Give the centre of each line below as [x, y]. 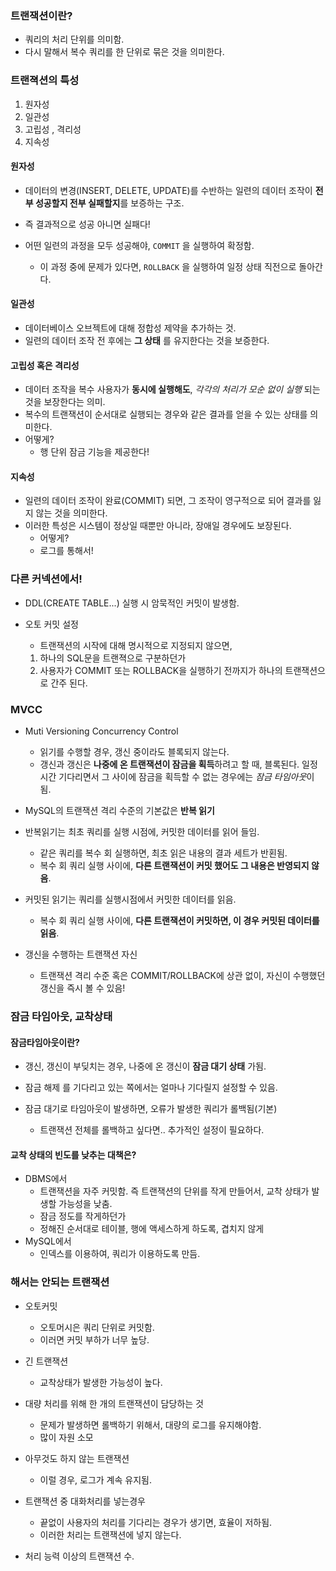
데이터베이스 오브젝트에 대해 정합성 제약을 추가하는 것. [130, 328]
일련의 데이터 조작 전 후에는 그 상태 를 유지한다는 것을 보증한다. [147, 340]
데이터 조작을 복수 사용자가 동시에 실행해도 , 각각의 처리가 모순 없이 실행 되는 [172, 389]
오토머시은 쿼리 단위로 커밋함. [97, 1327]
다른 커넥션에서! [46, 579]
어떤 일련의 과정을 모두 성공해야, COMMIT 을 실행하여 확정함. [139, 245]
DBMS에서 [46, 1179]
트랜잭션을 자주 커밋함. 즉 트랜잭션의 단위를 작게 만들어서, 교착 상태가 [174, 1191]
